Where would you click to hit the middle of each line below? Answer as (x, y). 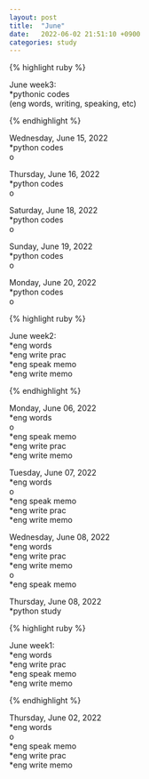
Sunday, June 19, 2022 (51, 246)
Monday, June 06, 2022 (53, 408)
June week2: (33, 336)
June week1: (32, 646)
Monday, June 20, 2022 (53, 283)
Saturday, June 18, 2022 (54, 211)
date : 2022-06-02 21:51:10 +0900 (75, 34)
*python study (35, 611)
